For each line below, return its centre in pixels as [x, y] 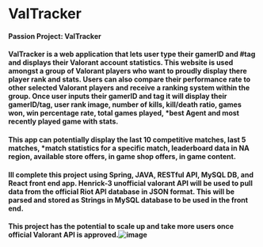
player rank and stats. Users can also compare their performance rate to [130, 79]
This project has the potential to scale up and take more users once [121, 226]
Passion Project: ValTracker [55, 36]
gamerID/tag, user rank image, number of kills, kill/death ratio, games [125, 104]
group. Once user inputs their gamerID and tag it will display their [118, 97]
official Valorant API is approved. [63, 235]
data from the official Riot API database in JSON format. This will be [122, 192]
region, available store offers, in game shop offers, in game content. [122, 156]
